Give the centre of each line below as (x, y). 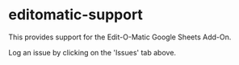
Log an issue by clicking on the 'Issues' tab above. (92, 52)
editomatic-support (76, 15)
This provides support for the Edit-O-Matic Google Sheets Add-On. (120, 37)
